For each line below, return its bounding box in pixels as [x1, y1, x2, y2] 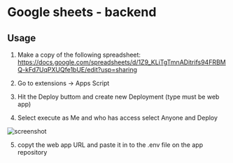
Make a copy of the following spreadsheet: [17, 50, 141, 59]
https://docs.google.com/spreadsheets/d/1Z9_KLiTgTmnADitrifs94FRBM [17, 58, 226, 66]
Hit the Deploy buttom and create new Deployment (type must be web [17, 92, 220, 101]
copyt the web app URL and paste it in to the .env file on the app [17, 141, 204, 149]
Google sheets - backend [7, 4, 157, 20]
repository [17, 148, 48, 156]
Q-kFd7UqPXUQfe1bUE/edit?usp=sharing [17, 66, 138, 73]
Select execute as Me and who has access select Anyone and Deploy [17, 113, 218, 122]
